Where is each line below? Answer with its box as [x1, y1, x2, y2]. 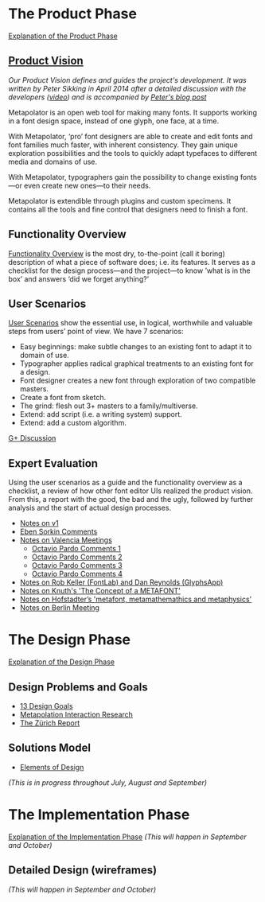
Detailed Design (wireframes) [8, 864, 158, 877]
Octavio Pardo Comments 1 [31, 544, 121, 554]
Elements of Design [19, 762, 84, 772]
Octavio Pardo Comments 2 [31, 552, 123, 562]
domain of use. [19, 351, 69, 360]
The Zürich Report [19, 717, 80, 728]
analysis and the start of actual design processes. [8, 503, 172, 513]
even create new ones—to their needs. [23, 181, 151, 190]
